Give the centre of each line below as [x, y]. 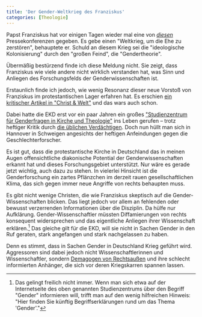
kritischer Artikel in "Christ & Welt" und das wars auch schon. [82, 102]
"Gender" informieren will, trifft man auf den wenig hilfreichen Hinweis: [103, 295]
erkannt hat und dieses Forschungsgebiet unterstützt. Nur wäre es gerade [98, 164]
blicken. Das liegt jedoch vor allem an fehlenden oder [113, 202]
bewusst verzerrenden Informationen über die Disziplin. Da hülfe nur [91, 208]
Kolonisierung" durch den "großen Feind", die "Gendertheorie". [84, 54]
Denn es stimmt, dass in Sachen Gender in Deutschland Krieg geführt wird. [99, 246]
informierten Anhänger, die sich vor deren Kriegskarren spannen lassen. [96, 265]
